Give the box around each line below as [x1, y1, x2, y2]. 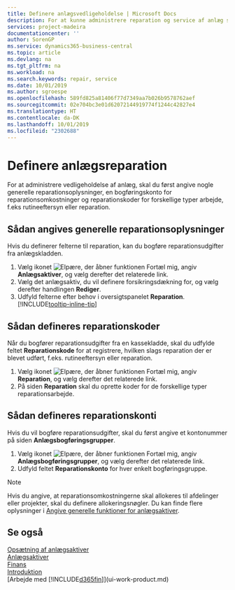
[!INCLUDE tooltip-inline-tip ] [17, 300, 97, 309]
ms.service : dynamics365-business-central [7, 43, 133, 50]
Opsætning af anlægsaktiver [7, 545, 90, 554]
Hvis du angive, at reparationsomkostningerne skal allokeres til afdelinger [7, 491, 219, 500]
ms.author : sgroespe [7, 88, 68, 95]
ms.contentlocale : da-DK [7, 114, 80, 121]
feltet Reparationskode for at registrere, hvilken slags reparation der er [7, 346, 212, 354]
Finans [7, 560, 27, 568]
